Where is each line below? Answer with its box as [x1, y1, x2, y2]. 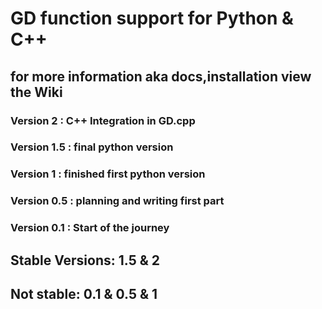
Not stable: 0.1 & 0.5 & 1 [10, 285, 158, 302]
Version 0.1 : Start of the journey [10, 221, 170, 235]
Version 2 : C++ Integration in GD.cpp [10, 113, 196, 127]
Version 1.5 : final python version [10, 140, 174, 154]
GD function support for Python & [10, 7, 294, 30]
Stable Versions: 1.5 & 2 [10, 252, 161, 269]
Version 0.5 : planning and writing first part [10, 194, 225, 208]
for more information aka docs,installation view [10, 68, 312, 85]
